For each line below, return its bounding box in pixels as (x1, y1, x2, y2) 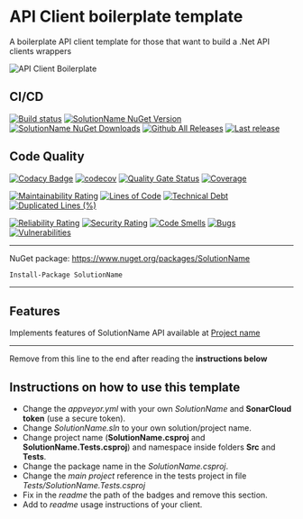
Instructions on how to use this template (9, 379, 241, 395)
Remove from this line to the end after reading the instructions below (9, 353, 268, 364)
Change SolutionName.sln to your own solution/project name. (22, 423, 252, 433)
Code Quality (9, 149, 85, 164)
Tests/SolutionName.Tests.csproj (22, 480, 146, 491)
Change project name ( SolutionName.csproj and (22, 432, 206, 443)
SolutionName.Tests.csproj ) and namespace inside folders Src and (22, 442, 276, 452)
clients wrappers (9, 45, 72, 56)
